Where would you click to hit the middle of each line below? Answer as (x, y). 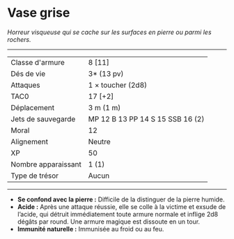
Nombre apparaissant (46, 164)
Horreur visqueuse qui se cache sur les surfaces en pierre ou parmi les (109, 32)
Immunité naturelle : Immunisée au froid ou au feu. (91, 229)
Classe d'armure (38, 62)
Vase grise (39, 13)
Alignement (30, 141)
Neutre (100, 141)
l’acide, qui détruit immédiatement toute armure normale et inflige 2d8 (117, 214)
